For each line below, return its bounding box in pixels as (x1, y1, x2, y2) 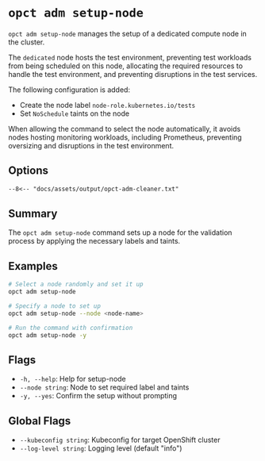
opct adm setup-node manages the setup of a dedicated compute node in (8, 29, 248, 38)
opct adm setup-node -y (8, 331, 87, 339)
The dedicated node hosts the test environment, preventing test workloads (8, 52, 252, 62)
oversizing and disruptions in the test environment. (8, 140, 175, 150)
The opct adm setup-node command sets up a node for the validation (8, 228, 232, 237)
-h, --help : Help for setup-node (19, 375, 127, 384)
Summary (8, 207, 58, 221)
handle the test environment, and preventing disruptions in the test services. (8, 69, 258, 79)
